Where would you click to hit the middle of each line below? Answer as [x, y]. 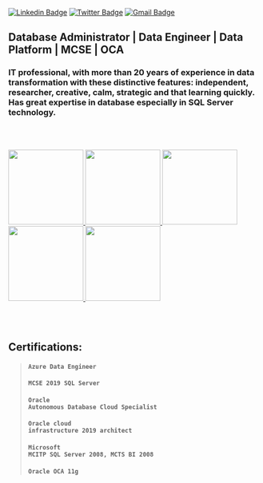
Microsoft [44, 448]
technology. [32, 113]
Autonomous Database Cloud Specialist [92, 407]
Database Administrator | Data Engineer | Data [126, 37]
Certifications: [45, 347]
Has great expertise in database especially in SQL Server [121, 102]
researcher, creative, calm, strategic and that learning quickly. [131, 93]
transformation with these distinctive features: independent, [129, 82]
